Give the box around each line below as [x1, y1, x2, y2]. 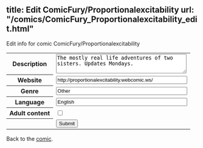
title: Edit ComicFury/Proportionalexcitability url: [6, 5, 194, 15]
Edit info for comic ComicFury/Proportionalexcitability [6, 39, 140, 47]
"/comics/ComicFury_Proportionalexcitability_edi [6, 15, 198, 25]
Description [12, 60, 47, 69]
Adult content [9, 109, 50, 118]
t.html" [6, 24, 34, 34]
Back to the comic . [6, 135, 53, 142]
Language [15, 98, 44, 107]
